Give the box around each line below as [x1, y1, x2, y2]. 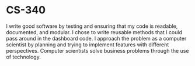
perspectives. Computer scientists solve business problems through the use [6, 47, 189, 54]
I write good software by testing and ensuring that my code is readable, [6, 23, 178, 30]
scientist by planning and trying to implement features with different [6, 41, 169, 48]
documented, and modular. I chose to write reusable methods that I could [6, 28, 183, 35]
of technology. [6, 53, 41, 60]
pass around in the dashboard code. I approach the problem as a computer [6, 35, 187, 42]
